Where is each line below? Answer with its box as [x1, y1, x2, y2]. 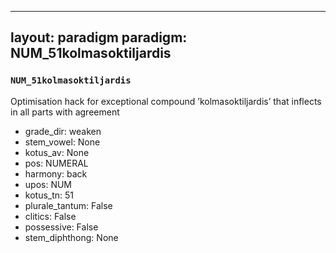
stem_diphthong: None [24, 231, 119, 243]
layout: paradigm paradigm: [10, 29, 188, 46]
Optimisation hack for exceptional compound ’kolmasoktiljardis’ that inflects [10, 95, 322, 107]
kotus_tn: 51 [24, 189, 75, 201]
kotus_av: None [24, 146, 90, 158]
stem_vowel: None [24, 136, 101, 148]
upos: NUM [24, 178, 73, 190]
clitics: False [24, 210, 77, 222]
